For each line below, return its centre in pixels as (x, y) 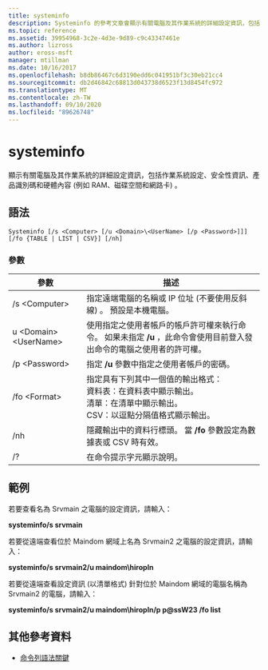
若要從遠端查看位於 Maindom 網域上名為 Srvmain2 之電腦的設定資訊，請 (127, 541)
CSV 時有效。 (138, 442)
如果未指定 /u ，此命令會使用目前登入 (175, 337)
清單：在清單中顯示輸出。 (134, 403)
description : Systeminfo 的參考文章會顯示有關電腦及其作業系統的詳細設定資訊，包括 (134, 23)
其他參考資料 (40, 637)
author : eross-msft (41, 53)
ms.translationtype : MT (48, 90)
